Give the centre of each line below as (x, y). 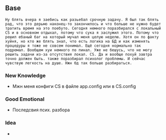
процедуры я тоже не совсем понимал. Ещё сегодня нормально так (73, 46)
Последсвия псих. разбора (41, 110)
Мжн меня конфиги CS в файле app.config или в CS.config (74, 86)
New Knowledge (26, 75)
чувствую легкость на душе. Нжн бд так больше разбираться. (69, 63)
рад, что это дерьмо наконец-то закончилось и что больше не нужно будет (83, 24)
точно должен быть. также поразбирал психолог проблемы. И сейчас (75, 59)
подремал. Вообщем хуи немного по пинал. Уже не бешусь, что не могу (79, 50)
